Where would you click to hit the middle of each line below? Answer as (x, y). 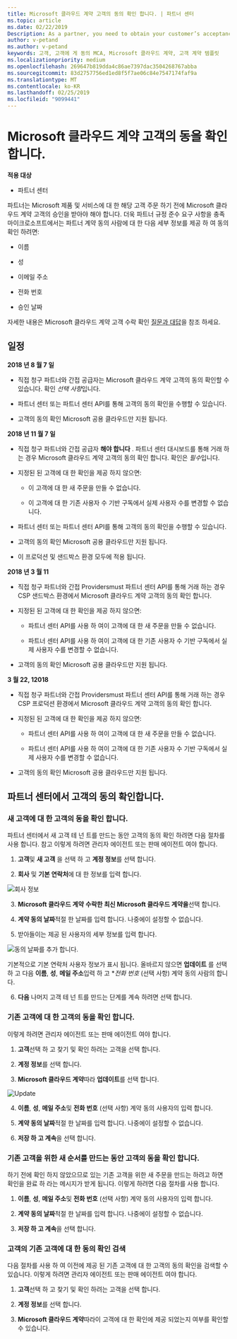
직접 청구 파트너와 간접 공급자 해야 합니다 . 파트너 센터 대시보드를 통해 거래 (120, 448)
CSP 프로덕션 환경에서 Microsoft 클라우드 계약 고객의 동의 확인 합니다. (115, 703)
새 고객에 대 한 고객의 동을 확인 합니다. (68, 819)
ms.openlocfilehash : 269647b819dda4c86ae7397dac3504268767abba (102, 66)
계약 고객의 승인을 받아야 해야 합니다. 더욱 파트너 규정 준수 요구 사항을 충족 (123, 214)
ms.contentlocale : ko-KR (44, 86)
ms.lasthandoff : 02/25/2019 (49, 93)
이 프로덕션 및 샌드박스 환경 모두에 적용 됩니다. (81, 557)
